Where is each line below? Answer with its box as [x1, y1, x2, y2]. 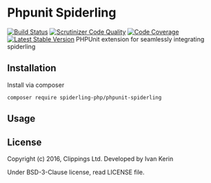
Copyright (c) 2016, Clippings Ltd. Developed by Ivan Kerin [7, 154, 174, 163]
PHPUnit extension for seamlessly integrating [75, 35, 205, 43]
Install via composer [7, 81, 65, 89]
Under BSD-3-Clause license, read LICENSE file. [7, 168, 145, 176]
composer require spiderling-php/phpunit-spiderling [7, 94, 162, 101]
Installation [7, 62, 57, 74]
